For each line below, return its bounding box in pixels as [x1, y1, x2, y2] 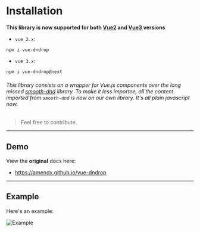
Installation [6, 4, 63, 18]
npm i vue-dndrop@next [6, 68, 62, 75]
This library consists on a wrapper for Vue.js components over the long [6, 81, 182, 89]
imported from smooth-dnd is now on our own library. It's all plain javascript [6, 94, 190, 101]
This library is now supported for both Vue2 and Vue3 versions [6, 24, 165, 31]
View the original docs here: [6, 157, 76, 164]
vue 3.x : [14, 57, 36, 64]
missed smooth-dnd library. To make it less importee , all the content [6, 87, 174, 95]
